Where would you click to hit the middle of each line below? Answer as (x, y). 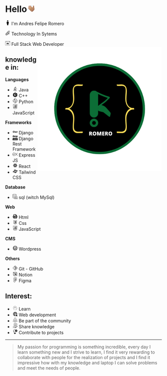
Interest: (19, 296)
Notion (26, 275)
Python (26, 101)
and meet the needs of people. (49, 368)
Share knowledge (37, 326)
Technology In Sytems (34, 34)
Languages (17, 79)
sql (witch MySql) (37, 197)
